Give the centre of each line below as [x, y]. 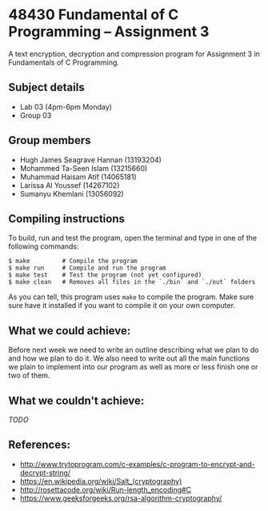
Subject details [47, 88]
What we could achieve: [70, 331]
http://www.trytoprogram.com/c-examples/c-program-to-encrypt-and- [138, 464]
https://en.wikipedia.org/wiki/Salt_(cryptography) [101, 481]
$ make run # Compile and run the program [87, 268]
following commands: [44, 246]
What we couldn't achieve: [76, 400]
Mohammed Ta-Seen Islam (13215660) [84, 168]
